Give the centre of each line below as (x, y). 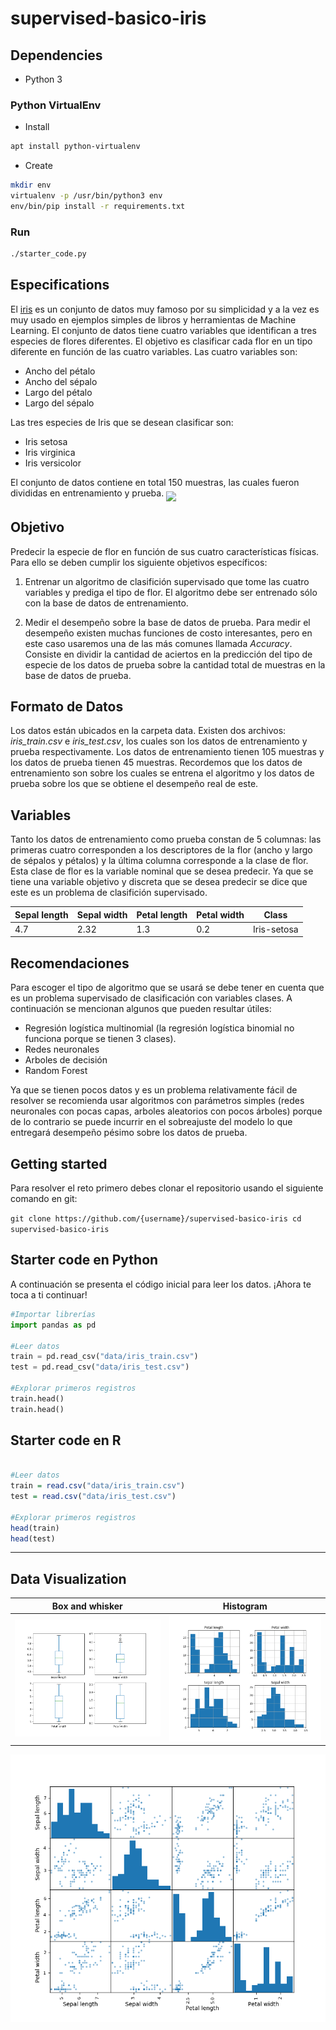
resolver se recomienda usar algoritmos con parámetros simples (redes (157, 1101)
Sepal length (41, 914)
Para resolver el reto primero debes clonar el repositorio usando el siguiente (167, 1188)
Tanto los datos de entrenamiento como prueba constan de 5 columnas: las (166, 839)
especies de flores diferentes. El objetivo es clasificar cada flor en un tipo (161, 341)
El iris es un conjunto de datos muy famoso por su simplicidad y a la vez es (165, 309)
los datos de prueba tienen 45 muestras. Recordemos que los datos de (156, 763)
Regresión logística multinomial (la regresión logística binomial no (159, 1028)
